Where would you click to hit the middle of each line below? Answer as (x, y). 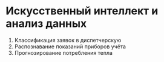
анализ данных (46, 24)
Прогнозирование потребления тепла (64, 52)
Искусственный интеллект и (82, 11)
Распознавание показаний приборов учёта (70, 46)
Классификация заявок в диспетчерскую (68, 40)
